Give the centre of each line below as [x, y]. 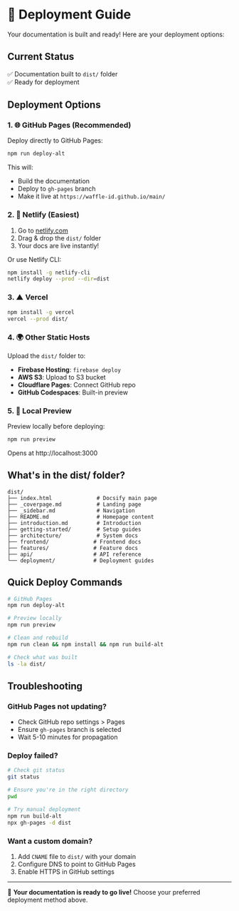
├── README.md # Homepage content [81, 516]
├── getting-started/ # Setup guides [74, 529]
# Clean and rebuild [38, 638]
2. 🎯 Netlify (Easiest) [43, 215]
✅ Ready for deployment [43, 82]
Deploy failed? [33, 755]
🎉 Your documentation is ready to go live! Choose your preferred [104, 892]
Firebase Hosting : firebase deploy [69, 370]
